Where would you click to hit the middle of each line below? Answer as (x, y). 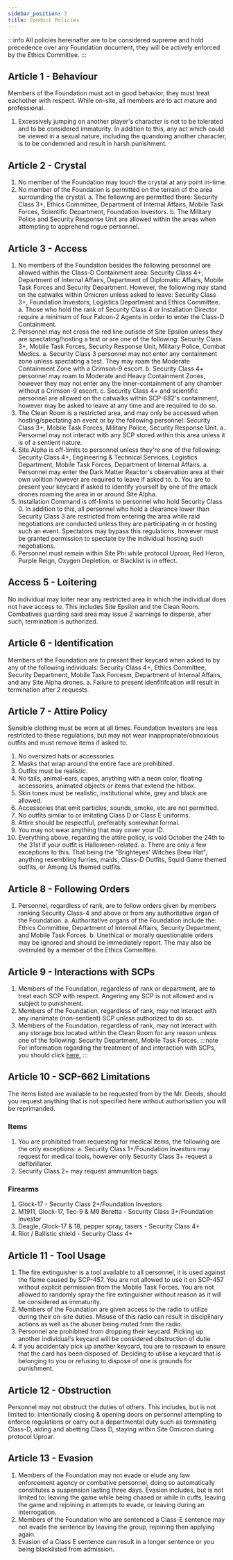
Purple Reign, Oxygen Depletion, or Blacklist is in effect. (97, 560)
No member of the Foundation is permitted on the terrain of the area (115, 190)
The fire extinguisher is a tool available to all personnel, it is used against (122, 1272)
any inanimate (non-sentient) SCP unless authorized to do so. (106, 1018)
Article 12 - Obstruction (60, 1390)
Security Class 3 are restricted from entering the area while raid (109, 516)
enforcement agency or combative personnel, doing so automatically (116, 1482)
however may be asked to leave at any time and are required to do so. (118, 405)
